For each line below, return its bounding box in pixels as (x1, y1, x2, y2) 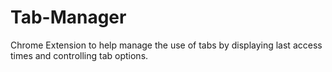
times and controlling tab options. (10, 49, 149, 61)
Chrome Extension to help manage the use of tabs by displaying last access (10, 39, 323, 51)
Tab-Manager (10, 6, 127, 29)
